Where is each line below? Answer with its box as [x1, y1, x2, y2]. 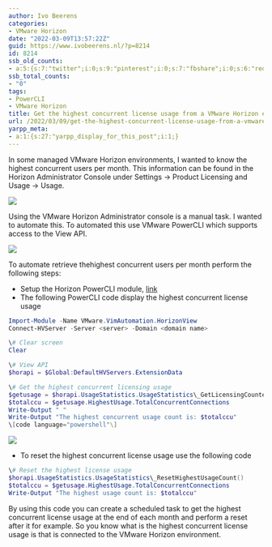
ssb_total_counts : [8, 72, 70, 80]
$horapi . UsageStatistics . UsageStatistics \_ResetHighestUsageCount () [8, 474, 244, 482]
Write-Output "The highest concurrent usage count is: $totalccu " [8, 413, 237, 421]
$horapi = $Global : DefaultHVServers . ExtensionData [8, 369, 183, 377]
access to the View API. [8, 229, 87, 238]
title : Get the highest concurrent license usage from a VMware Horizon [8, 110, 259, 118]
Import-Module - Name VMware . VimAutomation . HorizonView [8, 317, 198, 325]
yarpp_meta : [8, 125, 49, 133]
